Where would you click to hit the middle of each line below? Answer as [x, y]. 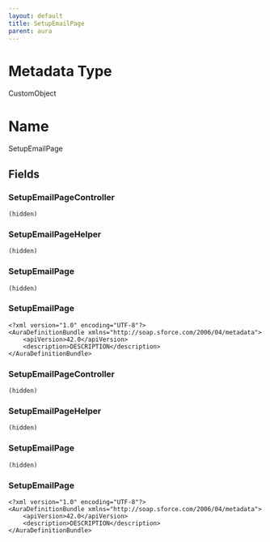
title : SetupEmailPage [46, 23]
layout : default [36, 16]
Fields [24, 174]
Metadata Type [60, 71]
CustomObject [32, 93]
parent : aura [30, 31]
